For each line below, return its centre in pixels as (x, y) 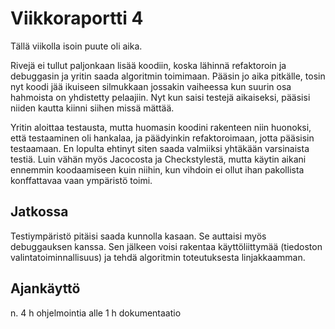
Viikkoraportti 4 (77, 18)
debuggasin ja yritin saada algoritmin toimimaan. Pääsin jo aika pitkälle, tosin (168, 76)
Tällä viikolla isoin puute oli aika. (76, 46)
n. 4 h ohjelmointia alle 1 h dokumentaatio (96, 313)
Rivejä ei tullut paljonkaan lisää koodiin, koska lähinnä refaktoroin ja (148, 65)
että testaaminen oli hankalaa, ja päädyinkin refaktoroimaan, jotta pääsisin (162, 138)
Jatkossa (39, 212)
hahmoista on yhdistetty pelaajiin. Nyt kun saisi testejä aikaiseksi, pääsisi (160, 97)
